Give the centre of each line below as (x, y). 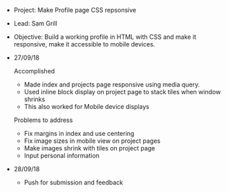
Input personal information (62, 156)
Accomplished (34, 71)
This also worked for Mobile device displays (87, 106)
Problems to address (43, 120)
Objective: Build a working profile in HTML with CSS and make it (105, 37)
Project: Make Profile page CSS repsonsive (75, 10)
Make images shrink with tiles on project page (89, 148)
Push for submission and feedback (74, 182)
